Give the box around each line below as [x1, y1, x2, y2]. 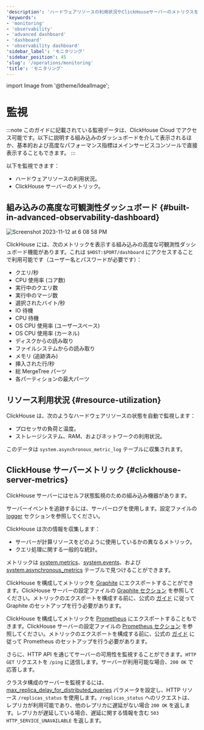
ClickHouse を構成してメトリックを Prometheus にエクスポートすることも [6, 615, 192, 622]
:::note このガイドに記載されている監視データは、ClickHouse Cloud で [6, 126, 182, 134]
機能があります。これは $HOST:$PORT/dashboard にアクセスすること [27, 249, 194, 256]
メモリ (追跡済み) [15, 353, 58, 360]
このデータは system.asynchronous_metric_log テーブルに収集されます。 [6, 445, 186, 453]
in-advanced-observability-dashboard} [6, 212, 160, 222]
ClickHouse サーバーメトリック [6, 465, 124, 475]
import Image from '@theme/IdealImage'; [6, 82, 109, 89]
